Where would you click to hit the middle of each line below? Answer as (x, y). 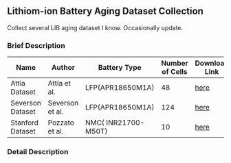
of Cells (174, 72)
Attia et (59, 84)
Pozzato (61, 123)
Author (63, 68)
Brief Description (36, 45)
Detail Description (38, 152)
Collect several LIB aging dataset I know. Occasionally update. (95, 27)
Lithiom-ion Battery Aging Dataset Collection (106, 11)
